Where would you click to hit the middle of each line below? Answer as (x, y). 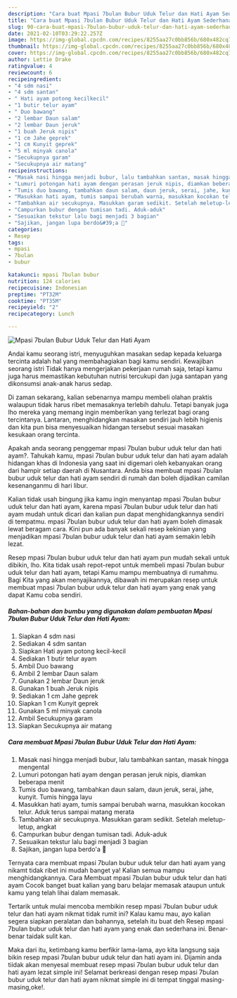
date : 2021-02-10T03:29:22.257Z (55, 33)
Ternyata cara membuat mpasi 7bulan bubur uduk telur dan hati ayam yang (117, 862)
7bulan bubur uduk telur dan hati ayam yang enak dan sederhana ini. (107, 928)
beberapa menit (41, 782)
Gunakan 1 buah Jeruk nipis (58, 688)
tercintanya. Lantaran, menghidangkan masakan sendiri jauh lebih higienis (115, 420)
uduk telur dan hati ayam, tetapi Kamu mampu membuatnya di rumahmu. (113, 572)
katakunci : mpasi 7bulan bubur (54, 275)
